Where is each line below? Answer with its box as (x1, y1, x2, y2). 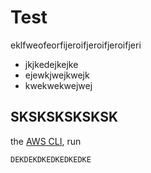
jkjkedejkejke (24, 58, 79, 70)
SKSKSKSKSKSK (10, 109, 119, 126)
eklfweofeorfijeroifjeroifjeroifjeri (10, 39, 142, 51)
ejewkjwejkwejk (24, 69, 90, 81)
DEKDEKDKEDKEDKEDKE (10, 154, 92, 165)
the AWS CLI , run (10, 135, 82, 147)
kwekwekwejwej (24, 79, 93, 91)
